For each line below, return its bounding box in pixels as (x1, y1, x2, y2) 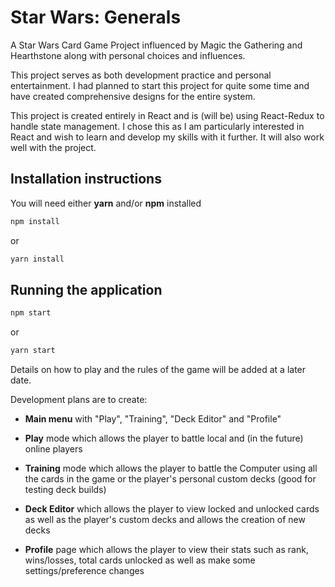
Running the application (10, 281, 163, 298)
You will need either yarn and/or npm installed (10, 197, 202, 209)
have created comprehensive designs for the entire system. (10, 90, 256, 102)
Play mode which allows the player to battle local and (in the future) (24, 432, 304, 445)
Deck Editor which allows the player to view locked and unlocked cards (24, 503, 320, 515)
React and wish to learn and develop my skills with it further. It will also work (10, 131, 325, 143)
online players (24, 443, 83, 455)
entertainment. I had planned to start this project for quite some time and (10, 79, 310, 91)
